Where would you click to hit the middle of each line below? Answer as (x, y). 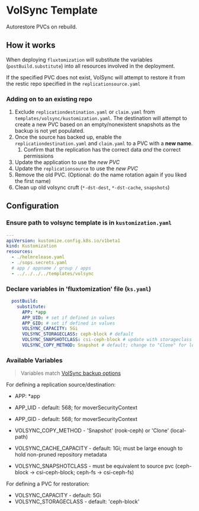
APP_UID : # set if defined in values (68, 317)
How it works (31, 45)
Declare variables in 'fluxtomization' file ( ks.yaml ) (79, 289)
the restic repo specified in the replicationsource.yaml (73, 83)
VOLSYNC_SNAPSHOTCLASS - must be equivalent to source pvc (94, 466)
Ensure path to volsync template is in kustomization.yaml (89, 223)
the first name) (33, 181)
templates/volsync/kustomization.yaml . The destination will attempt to (101, 118)
